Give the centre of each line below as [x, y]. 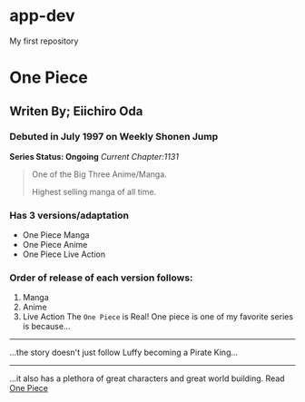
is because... [46, 327]
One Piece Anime [55, 245]
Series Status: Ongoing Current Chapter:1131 [94, 156]
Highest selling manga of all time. [94, 191]
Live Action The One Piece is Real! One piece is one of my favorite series [157, 317]
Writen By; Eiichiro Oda [76, 111]
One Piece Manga [56, 235]
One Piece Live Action [64, 254]
